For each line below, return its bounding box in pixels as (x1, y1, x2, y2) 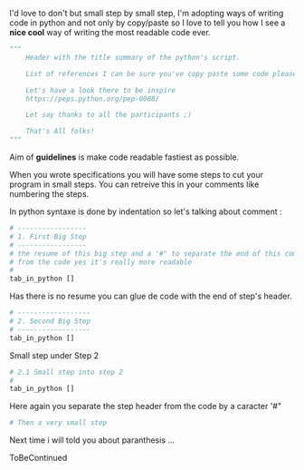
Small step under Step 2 (9, 349, 100, 361)
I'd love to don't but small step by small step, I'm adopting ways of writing (9, 8, 284, 18)
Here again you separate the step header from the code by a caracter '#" (9, 401, 282, 412)
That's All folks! (25, 127, 95, 136)
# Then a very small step (9, 418, 107, 427)
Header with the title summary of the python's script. (25, 53, 242, 62)
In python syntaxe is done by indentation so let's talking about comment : (9, 206, 282, 217)
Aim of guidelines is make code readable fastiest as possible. (9, 152, 240, 162)
